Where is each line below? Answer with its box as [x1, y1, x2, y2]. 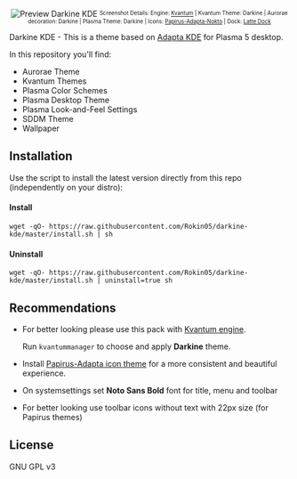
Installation [9, 149, 73, 164]
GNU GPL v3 [9, 461, 56, 472]
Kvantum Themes [21, 76, 87, 86]
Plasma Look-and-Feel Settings [21, 104, 138, 115]
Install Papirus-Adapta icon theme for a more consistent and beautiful [21, 359, 277, 369]
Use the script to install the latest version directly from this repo [9, 172, 242, 183]
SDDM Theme [21, 114, 74, 124]
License [9, 437, 54, 453]
